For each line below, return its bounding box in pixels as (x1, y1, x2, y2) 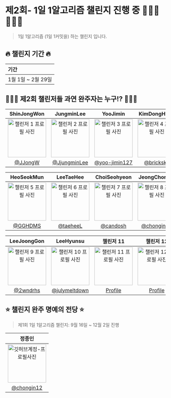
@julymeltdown (51, 287, 89, 294)
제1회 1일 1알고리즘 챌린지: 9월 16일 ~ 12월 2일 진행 (17, 322, 120, 328)
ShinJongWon (9, 110, 45, 117)
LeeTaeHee (56, 174, 84, 181)
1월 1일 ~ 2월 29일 (8, 76, 52, 83)
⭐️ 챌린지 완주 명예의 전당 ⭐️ (5, 305, 84, 314)
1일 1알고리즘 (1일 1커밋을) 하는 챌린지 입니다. (17, 33, 107, 39)
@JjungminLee (52, 159, 89, 166)
